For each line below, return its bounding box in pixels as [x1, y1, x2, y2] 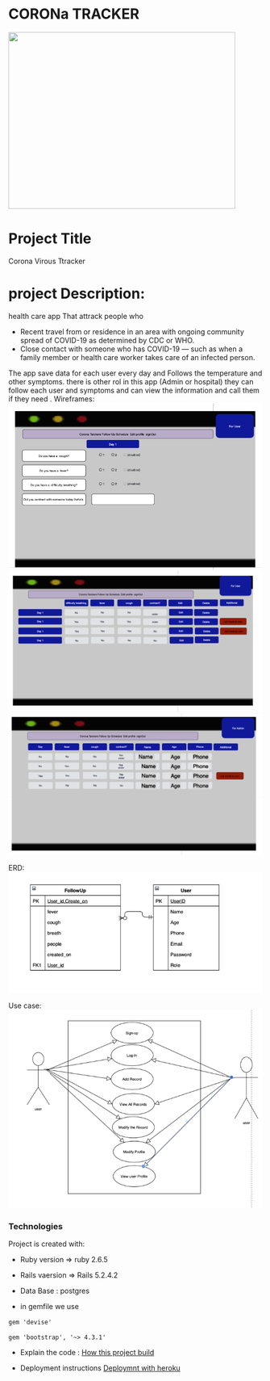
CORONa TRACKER [8, 5, 139, 23]
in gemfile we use [19, 1302, 79, 1312]
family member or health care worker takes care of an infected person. [19, 352, 255, 362]
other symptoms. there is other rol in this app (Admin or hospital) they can [8, 376, 254, 386]
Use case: [8, 1001, 42, 1010]
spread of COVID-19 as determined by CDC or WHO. [19, 335, 195, 345]
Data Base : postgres [19, 1286, 90, 1296]
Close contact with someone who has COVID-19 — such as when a [19, 344, 243, 354]
